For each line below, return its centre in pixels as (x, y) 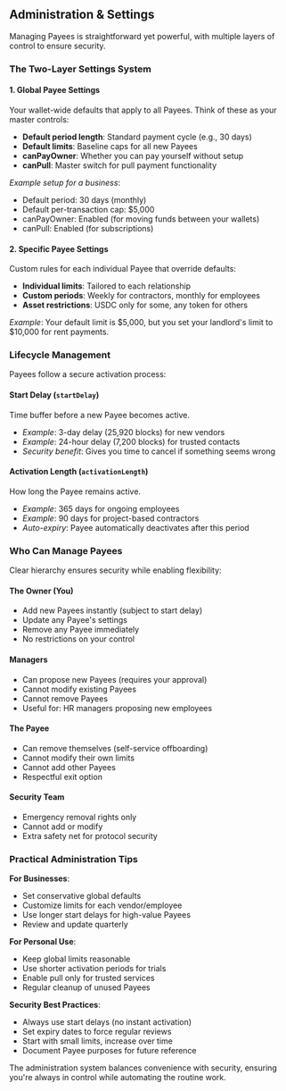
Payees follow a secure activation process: (88, 374)
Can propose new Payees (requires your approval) (114, 679)
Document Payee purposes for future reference (110, 1051)
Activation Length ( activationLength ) (79, 472)
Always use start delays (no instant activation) (107, 1022)
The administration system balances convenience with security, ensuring (143, 1068)
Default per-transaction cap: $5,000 (88, 209)
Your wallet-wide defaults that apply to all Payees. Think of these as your (143, 110)
